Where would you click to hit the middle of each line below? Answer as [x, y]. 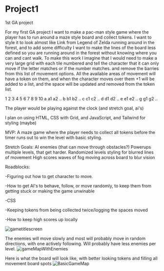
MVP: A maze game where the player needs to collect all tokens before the [80, 132]
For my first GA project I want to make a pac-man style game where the [77, 32]
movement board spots [29, 263]
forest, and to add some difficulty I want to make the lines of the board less [81, 47]
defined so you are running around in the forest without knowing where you [81, 53]
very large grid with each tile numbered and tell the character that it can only [82, 63]
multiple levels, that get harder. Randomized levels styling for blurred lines [79, 152]
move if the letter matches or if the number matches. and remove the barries [82, 68]
